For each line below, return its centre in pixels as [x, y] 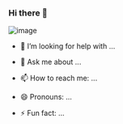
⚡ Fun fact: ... [42, 113]
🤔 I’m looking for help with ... [68, 46]
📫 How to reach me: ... [59, 78]
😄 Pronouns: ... [46, 97]
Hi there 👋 [28, 13]
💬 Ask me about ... [51, 62]
